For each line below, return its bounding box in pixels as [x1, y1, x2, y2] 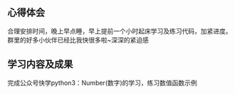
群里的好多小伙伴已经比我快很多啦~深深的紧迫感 [7, 35, 150, 44]
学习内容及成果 [7, 59, 73, 71]
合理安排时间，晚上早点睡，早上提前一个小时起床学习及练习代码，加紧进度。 [7, 27, 232, 35]
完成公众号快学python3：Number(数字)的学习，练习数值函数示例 [7, 78, 197, 87]
